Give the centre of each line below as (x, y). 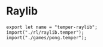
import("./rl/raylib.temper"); (45, 32)
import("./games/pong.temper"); (46, 37)
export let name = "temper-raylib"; (52, 27)
